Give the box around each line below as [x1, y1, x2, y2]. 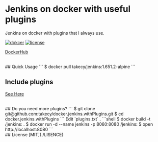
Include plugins [5, 78, 53, 86]
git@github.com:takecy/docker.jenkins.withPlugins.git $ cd [5, 111, 124, 117]
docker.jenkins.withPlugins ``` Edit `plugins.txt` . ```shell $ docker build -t [5, 116, 151, 122]
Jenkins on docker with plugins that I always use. [5, 30, 105, 36]
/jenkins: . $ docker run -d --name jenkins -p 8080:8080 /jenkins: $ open [5, 121, 153, 127]
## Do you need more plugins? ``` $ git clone [5, 105, 96, 111]
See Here [5, 91, 25, 96]
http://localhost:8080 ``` [5, 126, 53, 132]
